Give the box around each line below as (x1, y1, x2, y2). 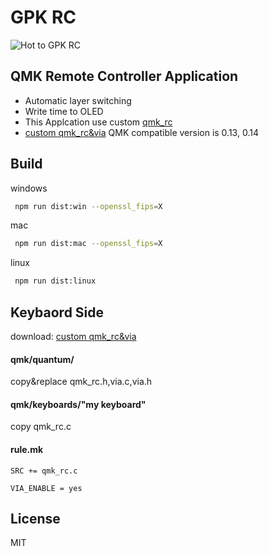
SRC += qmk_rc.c (10, 466, 78, 476)
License (10, 511, 61, 527)
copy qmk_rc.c (10, 421, 72, 433)
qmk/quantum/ (10, 353, 75, 365)
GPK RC (10, 6, 77, 29)
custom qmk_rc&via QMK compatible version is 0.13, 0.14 (24, 126, 259, 138)
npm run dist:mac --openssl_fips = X (14, 239, 163, 249)
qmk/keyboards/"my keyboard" (10, 398, 147, 410)
